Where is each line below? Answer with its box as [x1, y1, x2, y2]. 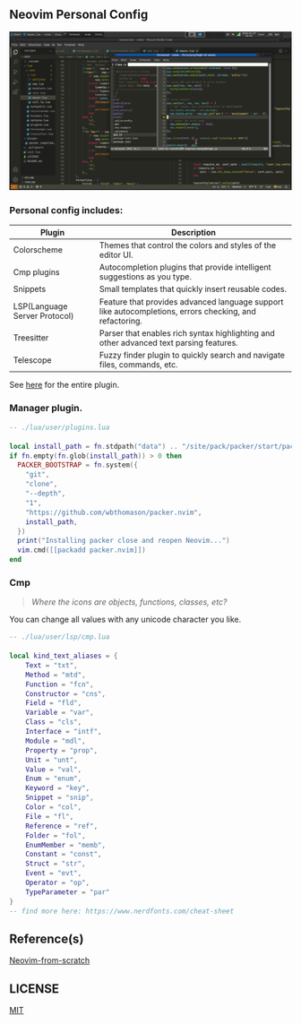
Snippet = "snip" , [25, 793, 94, 803]
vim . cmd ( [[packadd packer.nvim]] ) [17, 546, 146, 555]
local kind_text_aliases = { [9, 651, 118, 661]
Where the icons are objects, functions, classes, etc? [30, 597, 228, 607]
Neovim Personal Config [9, 7, 149, 22]
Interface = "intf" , [25, 727, 102, 736]
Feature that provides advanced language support [99, 296, 284, 307]
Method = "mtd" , [25, 670, 87, 679]
